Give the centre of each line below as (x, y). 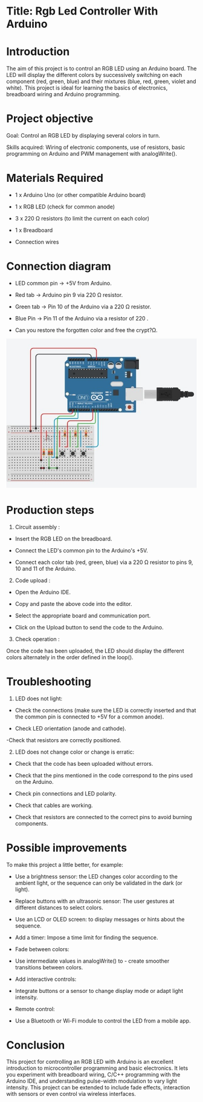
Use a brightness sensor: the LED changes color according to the (96, 876)
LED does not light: (39, 699)
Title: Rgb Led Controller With (82, 11)
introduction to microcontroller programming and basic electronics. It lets (97, 1068)
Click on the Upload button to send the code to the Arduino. (89, 627)
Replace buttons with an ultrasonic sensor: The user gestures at (95, 901)
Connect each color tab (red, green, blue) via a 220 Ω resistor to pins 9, (104, 562)
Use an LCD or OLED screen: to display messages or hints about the (100, 919)
